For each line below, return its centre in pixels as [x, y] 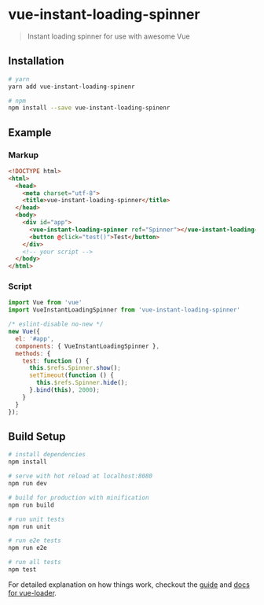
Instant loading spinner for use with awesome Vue [108, 36]
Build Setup [37, 437]
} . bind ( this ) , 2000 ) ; [64, 390]
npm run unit [29, 526]
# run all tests [35, 563]
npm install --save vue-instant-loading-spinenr [89, 108]
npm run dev [27, 484]
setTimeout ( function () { [71, 375]
